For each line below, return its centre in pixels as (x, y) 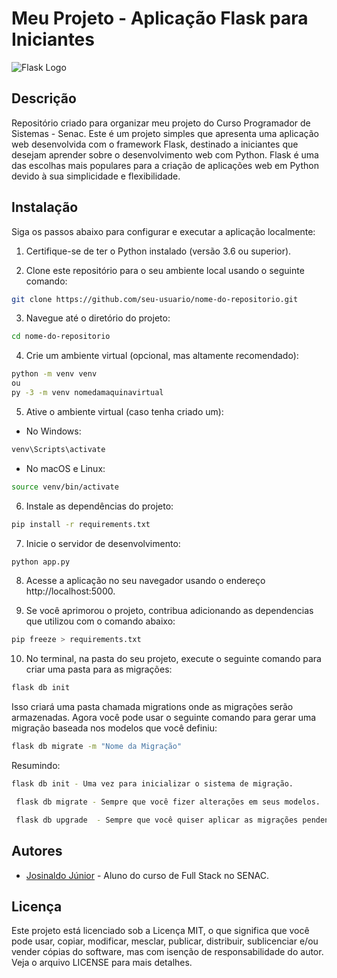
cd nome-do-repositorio (61, 337)
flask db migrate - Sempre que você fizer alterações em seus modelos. (168, 802)
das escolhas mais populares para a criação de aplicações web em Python (165, 165)
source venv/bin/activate (65, 487)
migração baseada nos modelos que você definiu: (114, 728)
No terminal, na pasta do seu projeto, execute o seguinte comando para (173, 659)
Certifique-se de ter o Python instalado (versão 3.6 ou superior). (158, 251)
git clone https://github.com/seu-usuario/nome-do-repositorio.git (155, 299)
